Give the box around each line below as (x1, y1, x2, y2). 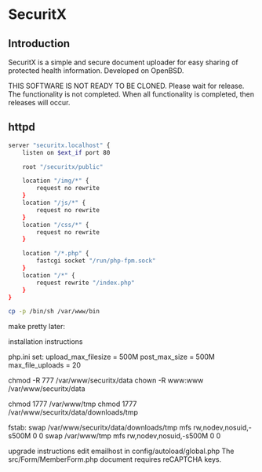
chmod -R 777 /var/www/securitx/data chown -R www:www (8, 375, 204, 386)
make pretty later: (8, 322, 65, 331)
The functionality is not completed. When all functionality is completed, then (8, 90, 255, 99)
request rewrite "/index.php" (36, 279, 135, 287)
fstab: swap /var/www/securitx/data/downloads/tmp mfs (8, 423, 192, 433)
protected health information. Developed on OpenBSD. (8, 66, 184, 75)
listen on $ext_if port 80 (22, 148, 111, 156)
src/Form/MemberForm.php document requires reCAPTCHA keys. (8, 455, 222, 464)
